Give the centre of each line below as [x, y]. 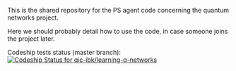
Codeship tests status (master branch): [64, 52]
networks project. [33, 18]
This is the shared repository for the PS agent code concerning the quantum [118, 10]
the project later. [31, 39]
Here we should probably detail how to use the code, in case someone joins [118, 31]
